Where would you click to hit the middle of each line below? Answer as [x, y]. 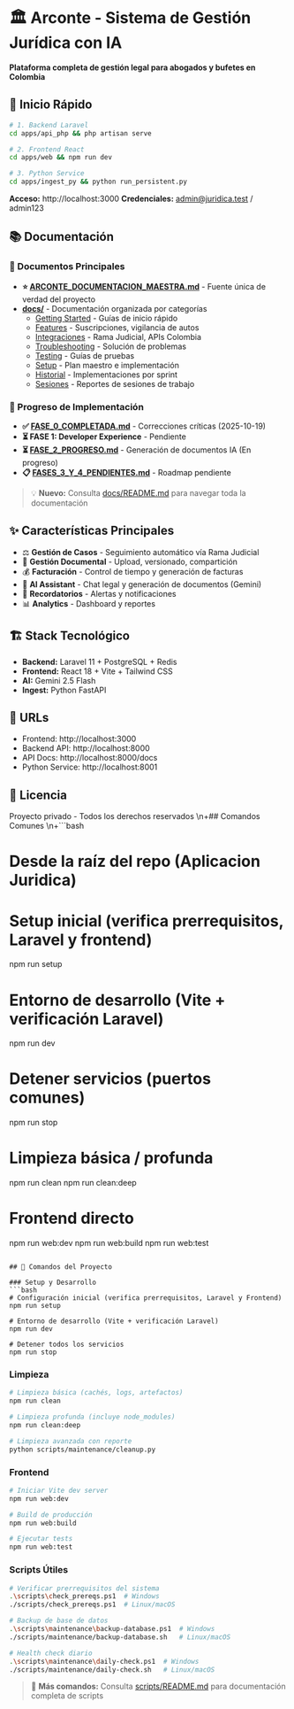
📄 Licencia [38, 795]
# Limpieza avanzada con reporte [71, 1441]
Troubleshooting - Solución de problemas [111, 346]
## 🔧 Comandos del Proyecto [61, 1267]
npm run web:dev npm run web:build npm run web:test [109, 1243]
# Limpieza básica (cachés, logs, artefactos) [96, 1393]
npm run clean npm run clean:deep [73, 1183]
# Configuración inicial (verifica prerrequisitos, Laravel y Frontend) [146, 1298]
